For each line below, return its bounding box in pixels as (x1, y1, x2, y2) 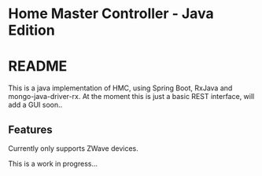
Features (8, 123, 53, 136)
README (8, 57, 68, 75)
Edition (8, 21, 55, 39)
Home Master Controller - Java (8, 5, 214, 23)
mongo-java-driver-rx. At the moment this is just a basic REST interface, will (8, 92, 255, 101)
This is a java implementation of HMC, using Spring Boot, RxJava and (8, 83, 233, 93)
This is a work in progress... (8, 159, 98, 168)
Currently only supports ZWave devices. (8, 143, 139, 153)
